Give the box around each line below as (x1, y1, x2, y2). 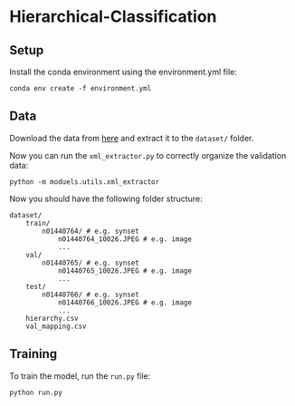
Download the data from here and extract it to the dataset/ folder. (9, 132, 254, 143)
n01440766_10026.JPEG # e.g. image (57, 297, 193, 307)
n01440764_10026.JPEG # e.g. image (57, 234, 193, 244)
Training (9, 346, 58, 362)
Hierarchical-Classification (9, 6, 217, 27)
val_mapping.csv (25, 322, 88, 331)
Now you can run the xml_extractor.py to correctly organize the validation (9, 150, 287, 160)
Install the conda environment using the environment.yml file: (9, 66, 237, 77)
